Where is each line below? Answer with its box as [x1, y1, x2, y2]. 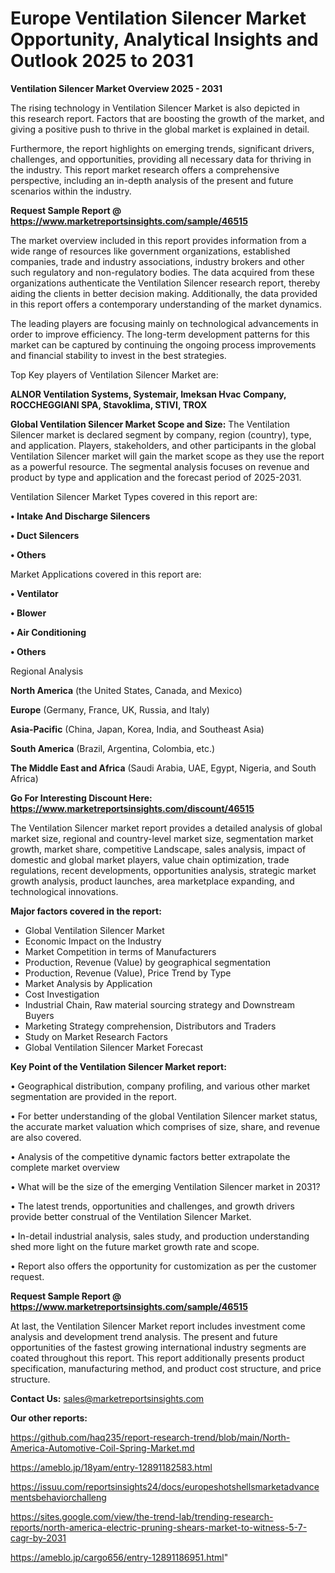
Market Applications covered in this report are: [10, 568, 202, 580]
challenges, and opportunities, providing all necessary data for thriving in [10, 153, 312, 165]
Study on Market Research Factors [24, 1030, 168, 1042]
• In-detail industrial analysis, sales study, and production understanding [10, 1230, 310, 1242]
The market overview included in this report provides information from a [10, 234, 307, 246]
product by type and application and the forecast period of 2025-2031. [10, 471, 302, 483]
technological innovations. [10, 885, 119, 897]
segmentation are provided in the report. [10, 1090, 177, 1102]
